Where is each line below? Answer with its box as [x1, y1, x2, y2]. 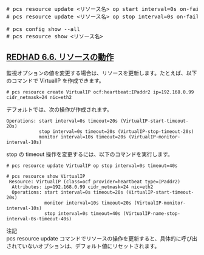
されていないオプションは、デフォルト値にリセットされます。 [6, 242, 160, 250]
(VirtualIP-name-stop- [123, 210, 181, 217]
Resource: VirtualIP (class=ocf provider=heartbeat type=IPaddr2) [8, 178, 181, 185]
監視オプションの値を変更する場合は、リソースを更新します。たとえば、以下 [6, 69, 197, 76]
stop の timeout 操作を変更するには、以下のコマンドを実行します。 [6, 151, 173, 158]
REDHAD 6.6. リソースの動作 [6, 52, 114, 63]
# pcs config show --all [6, 26, 80, 32]
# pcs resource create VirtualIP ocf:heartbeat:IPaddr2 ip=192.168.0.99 [6, 89, 194, 95]
